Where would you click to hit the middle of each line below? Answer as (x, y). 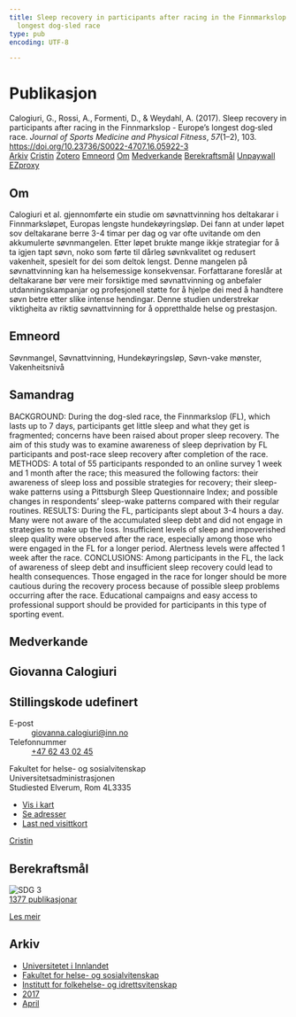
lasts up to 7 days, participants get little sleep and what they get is (129, 425)
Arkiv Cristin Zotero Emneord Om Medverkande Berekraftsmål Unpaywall (142, 156)
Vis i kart (38, 805)
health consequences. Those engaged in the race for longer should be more (148, 576)
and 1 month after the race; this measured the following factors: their (134, 473)
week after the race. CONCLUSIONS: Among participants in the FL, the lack (147, 557)
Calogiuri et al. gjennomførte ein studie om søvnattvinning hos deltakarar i (144, 214)
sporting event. (37, 614)
